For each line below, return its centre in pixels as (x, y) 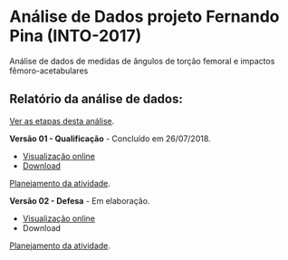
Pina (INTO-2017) (76, 36)
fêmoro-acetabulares (49, 71)
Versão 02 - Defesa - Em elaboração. (80, 200)
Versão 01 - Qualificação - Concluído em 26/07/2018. (110, 139)
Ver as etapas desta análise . (62, 120)
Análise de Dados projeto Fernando (144, 17)
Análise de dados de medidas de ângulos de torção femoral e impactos (142, 61)
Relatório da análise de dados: (96, 99)
